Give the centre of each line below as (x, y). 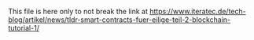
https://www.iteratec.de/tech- (197, 11)
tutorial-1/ (24, 28)
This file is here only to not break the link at (78, 11)
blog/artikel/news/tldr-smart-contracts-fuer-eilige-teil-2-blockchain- (120, 20)
